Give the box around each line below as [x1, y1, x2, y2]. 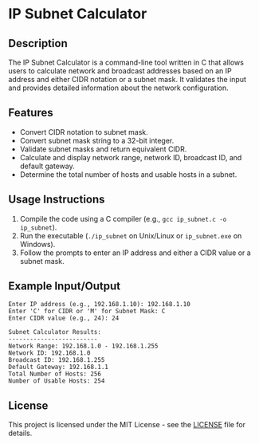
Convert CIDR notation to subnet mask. [19, 127, 149, 136]
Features [8, 106, 53, 120]
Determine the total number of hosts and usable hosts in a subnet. [19, 169, 237, 179]
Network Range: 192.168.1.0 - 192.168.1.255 [8, 342, 159, 351]
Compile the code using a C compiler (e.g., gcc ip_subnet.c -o [19, 214, 227, 223]
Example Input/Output [8, 280, 121, 293]
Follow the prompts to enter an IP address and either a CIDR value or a [19, 248, 251, 257]
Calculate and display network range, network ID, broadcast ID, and [19, 152, 242, 162]
